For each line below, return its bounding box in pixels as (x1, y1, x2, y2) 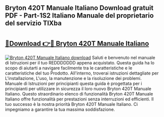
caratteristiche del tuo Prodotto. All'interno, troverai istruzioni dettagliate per (5, 70, 159, 76)
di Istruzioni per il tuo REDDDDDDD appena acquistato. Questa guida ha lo (5, 60, 155, 65)
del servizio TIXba (5, 19, 62, 27)
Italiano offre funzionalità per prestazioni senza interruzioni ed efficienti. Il (5, 96, 154, 102)
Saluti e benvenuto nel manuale (92, 55, 156, 60)
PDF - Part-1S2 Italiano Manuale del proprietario (5, 12, 154, 20)
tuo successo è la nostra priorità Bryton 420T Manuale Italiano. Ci (5, 101, 138, 107)
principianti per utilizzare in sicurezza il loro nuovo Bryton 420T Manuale (5, 86, 152, 92)
